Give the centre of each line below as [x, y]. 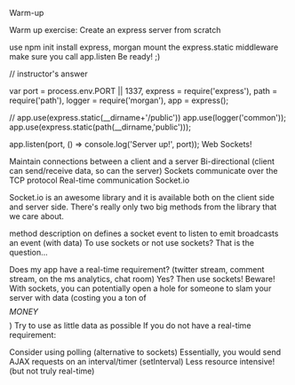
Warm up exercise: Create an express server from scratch [115, 30]
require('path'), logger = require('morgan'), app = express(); [119, 100]
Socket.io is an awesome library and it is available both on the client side [142, 197]
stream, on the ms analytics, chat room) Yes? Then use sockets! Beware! [142, 279]
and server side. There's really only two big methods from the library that [143, 207]
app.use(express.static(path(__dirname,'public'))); [100, 127]
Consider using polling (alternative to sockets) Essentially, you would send [145, 352]
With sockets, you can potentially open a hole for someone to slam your [140, 288]
